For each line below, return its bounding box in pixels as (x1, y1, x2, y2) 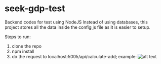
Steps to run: (4, 34, 31, 40)
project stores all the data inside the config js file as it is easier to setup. (4, 24, 151, 30)
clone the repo (11, 43, 42, 49)
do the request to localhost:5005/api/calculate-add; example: (11, 53, 137, 59)
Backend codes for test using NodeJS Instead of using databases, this (4, 19, 148, 25)
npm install (11, 48, 35, 54)
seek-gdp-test (4, 3, 65, 14)
